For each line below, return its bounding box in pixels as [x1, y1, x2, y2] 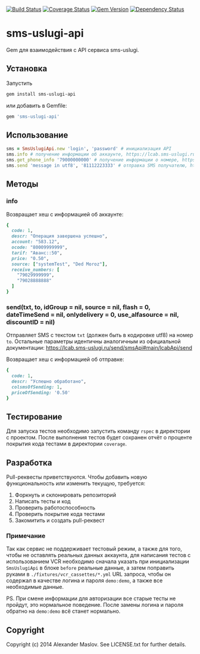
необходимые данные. [6, 583, 64, 591]
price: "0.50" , [11, 255, 49, 261]
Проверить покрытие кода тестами [14, 511, 105, 518]
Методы [6, 179, 39, 190]
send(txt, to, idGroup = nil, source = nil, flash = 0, [6, 302, 151, 311]
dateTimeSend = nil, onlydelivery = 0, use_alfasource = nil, [6, 310, 179, 319]
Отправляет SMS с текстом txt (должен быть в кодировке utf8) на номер [6, 332, 193, 339]
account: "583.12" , [11, 239, 60, 245]
